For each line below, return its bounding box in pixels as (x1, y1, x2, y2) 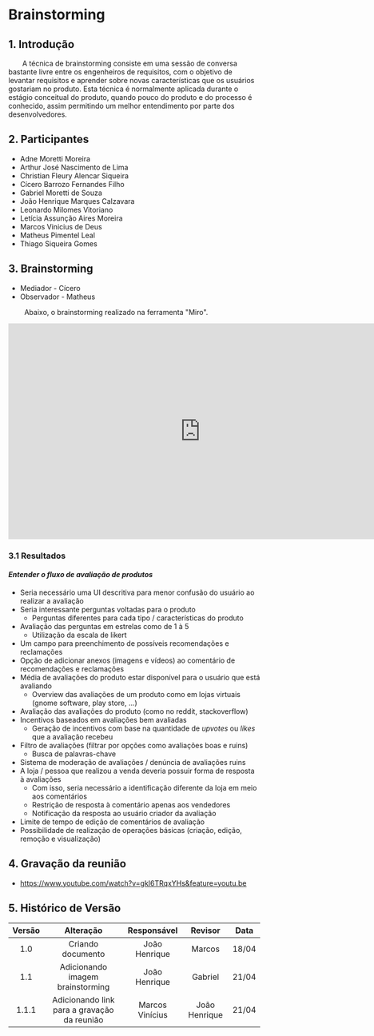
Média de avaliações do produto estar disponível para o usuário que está (19, 672, 261, 682)
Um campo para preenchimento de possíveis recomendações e (19, 638, 229, 648)
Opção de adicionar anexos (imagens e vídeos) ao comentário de (19, 655, 236, 665)
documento (62, 949, 105, 960)
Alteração (64, 925, 103, 936)
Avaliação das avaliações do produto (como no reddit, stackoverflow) (19, 706, 249, 716)
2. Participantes (8, 133, 90, 146)
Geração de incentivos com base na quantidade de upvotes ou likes (31, 723, 256, 733)
